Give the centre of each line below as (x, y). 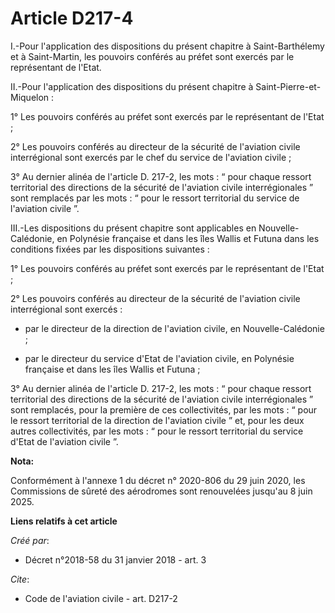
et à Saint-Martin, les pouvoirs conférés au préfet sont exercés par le (152, 56)
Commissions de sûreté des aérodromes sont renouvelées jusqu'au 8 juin (161, 491)
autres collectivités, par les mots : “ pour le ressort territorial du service (157, 431)
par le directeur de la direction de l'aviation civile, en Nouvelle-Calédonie (174, 328)
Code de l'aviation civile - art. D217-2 (101, 598)
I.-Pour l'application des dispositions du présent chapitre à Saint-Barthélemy (167, 46)
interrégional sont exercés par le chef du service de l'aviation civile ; (151, 157)
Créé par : (30, 540)
